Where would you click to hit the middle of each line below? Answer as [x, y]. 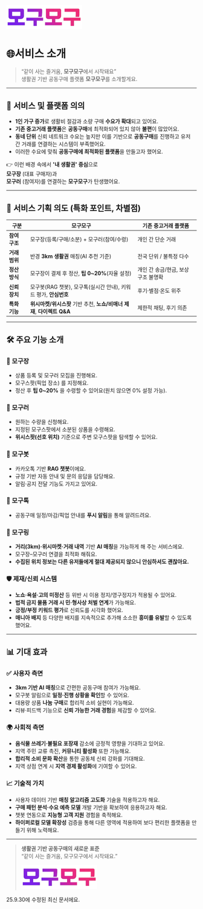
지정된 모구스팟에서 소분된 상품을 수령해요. [65, 429]
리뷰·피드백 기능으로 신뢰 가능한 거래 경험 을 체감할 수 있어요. [85, 710]
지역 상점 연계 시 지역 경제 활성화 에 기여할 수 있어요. [76, 766]
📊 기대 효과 [27, 652]
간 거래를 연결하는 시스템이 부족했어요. [60, 144]
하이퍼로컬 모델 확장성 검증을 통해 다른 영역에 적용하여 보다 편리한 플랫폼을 [102, 822]
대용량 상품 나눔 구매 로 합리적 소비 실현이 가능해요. [75, 703]
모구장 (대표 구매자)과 [32, 174]
